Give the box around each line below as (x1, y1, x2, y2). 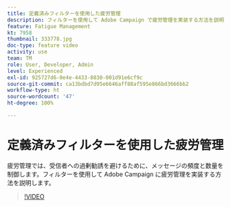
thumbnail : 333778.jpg (7, 36, 72, 43)
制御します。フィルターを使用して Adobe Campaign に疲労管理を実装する (7, 170, 216, 178)
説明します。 (19, 178, 55, 186)
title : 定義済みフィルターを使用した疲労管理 (7, 10, 121, 17)
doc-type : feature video (7, 42, 78, 49)
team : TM (7, 55, 32, 62)
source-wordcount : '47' (7, 94, 76, 100)
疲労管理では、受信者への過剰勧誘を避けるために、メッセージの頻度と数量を (7, 161, 224, 169)
